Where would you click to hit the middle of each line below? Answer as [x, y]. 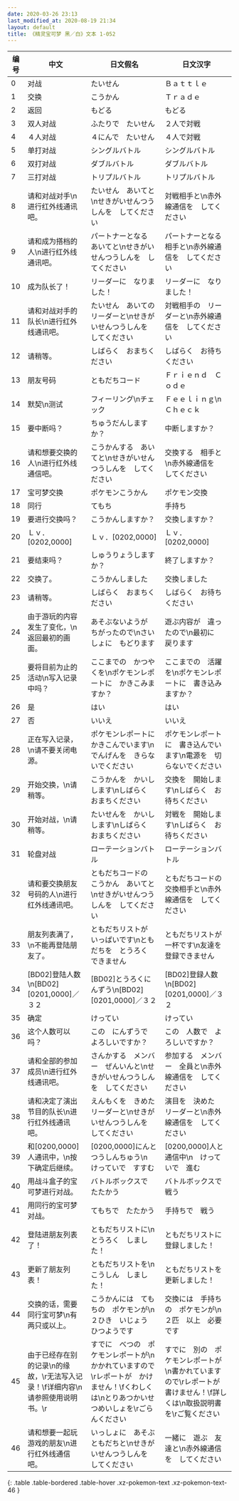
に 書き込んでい [193, 745]
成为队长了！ [49, 287]
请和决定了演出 [53, 1101]
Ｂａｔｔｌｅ [186, 84]
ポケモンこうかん [119, 492]
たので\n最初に [190, 633]
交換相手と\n [186, 889]
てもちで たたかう [123, 1211]
